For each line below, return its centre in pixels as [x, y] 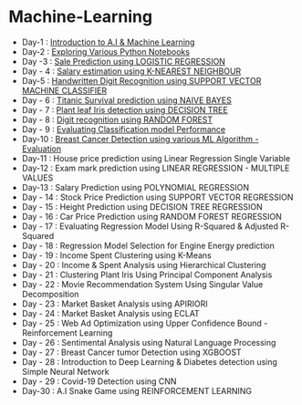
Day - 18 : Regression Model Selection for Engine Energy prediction [148, 245]
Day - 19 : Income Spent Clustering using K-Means [116, 255]
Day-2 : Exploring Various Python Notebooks [106, 51]
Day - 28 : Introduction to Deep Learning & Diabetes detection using [149, 361]
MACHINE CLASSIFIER [64, 90]
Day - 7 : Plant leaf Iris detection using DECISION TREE [125, 109]
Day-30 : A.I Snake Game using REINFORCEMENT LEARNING [137, 390]
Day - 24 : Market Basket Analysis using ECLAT [110, 313]
